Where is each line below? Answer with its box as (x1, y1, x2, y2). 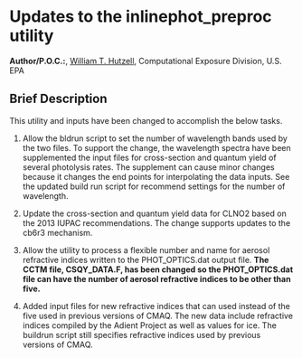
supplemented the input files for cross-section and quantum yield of (22, 152, 278, 163)
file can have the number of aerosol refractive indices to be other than (22, 273, 291, 284)
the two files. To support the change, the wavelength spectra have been (22, 142, 291, 153)
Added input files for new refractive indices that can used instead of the (22, 300, 291, 311)
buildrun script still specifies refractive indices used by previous (22, 329, 261, 340)
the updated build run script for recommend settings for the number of (22, 181, 286, 192)
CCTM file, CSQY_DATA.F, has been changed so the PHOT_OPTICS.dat (22, 264, 294, 275)
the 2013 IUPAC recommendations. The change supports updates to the (22, 217, 291, 228)
